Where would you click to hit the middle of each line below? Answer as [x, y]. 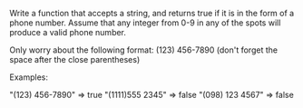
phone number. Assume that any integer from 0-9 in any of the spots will [145, 23]
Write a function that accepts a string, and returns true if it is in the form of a [152, 13]
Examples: [29, 77]
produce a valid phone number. [68, 32]
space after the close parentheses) [75, 59]
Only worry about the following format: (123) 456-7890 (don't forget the [144, 50]
